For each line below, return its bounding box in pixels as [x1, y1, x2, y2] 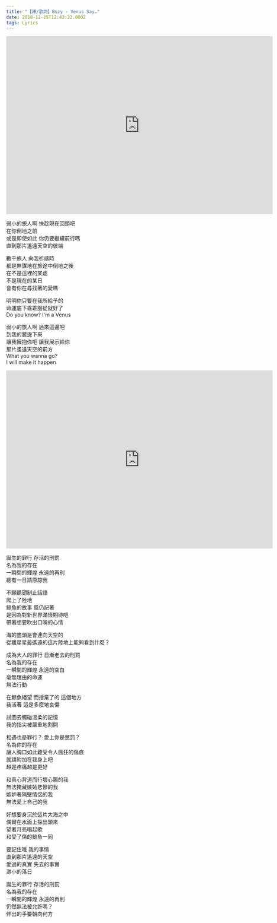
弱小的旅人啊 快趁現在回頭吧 [6, 220, 75, 227]
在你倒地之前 [6, 227, 37, 234]
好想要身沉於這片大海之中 [6, 811, 69, 818]
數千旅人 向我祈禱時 [6, 255, 54, 262]
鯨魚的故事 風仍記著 [6, 604, 54, 611]
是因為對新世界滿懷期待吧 [6, 611, 69, 618]
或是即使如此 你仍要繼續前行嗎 [6, 235, 80, 242]
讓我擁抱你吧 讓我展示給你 [6, 338, 70, 345]
